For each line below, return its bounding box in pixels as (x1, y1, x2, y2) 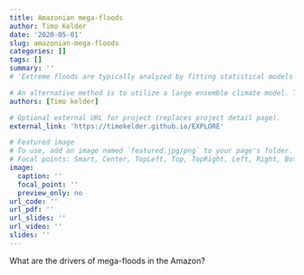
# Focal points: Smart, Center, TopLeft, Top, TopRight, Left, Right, (9, 155, 281, 164)
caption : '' (17, 171, 63, 181)
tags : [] (9, 55, 43, 64)
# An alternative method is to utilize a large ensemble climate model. (9, 88, 290, 98)
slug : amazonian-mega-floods (9, 38, 119, 48)
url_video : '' (9, 223, 63, 232)
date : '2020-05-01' (9, 30, 83, 39)
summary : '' (9, 64, 54, 73)
